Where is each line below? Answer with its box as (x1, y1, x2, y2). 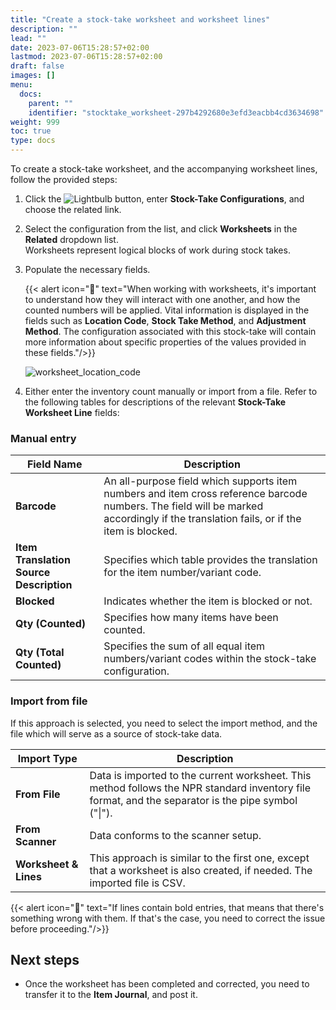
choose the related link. (24, 204, 122, 215)
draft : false (10, 61, 65, 71)
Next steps (10, 951, 80, 968)
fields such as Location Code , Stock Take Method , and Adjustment (24, 315, 307, 326)
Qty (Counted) (15, 617, 86, 631)
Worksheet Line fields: (24, 407, 120, 418)
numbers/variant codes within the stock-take (103, 652, 317, 666)
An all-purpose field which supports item (103, 474, 298, 488)
